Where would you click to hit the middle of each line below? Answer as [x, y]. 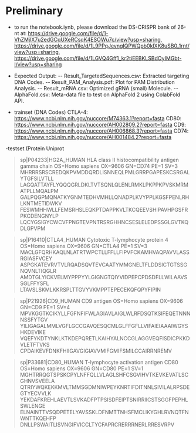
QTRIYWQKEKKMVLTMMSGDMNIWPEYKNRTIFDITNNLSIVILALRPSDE [105, 387]
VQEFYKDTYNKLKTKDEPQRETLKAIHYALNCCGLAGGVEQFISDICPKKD [105, 338]
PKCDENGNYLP [39, 216]
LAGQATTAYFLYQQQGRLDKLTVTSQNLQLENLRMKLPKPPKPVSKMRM [104, 185]
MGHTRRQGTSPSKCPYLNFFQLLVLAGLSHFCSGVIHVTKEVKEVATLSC [104, 374]
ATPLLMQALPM [39, 191]
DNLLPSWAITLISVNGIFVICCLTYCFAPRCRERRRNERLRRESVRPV [97, 424]
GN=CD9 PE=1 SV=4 [45, 307]
